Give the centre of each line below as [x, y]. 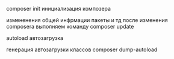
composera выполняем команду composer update [70, 27]
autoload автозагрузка [35, 38]
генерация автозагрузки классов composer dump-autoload [82, 49]
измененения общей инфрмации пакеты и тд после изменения [87, 20]
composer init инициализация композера [59, 9]
